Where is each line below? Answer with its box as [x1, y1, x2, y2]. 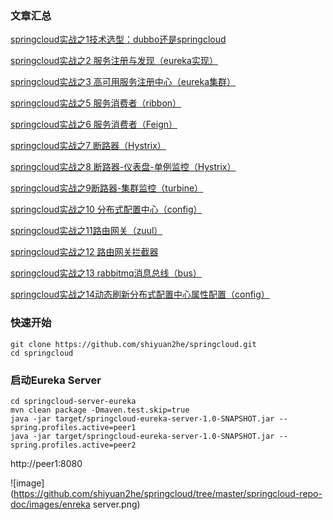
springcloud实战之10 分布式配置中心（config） [10, 203, 203, 216]
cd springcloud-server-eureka [10, 396, 137, 406]
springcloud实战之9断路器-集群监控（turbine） [10, 182, 204, 194]
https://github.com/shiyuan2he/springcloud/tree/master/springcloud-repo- [13, 487, 323, 499]
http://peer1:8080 [10, 457, 83, 469]
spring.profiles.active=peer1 [10, 422, 137, 432]
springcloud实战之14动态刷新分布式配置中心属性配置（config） [10, 288, 270, 301]
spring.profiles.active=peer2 [10, 440, 137, 450]
